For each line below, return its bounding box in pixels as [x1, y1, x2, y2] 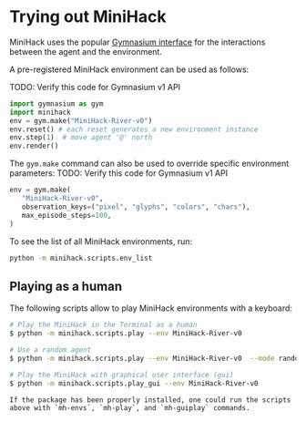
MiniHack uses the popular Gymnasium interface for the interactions [9, 36, 266, 47]
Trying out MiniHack [9, 6, 167, 27]
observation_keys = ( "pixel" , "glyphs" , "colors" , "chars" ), [21, 202, 250, 211]
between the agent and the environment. [9, 46, 162, 57]
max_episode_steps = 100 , [21, 211, 112, 220]
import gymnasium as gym [9, 98, 104, 108]
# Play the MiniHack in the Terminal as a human [9, 321, 198, 330]
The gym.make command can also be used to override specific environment [9, 158, 290, 170]
